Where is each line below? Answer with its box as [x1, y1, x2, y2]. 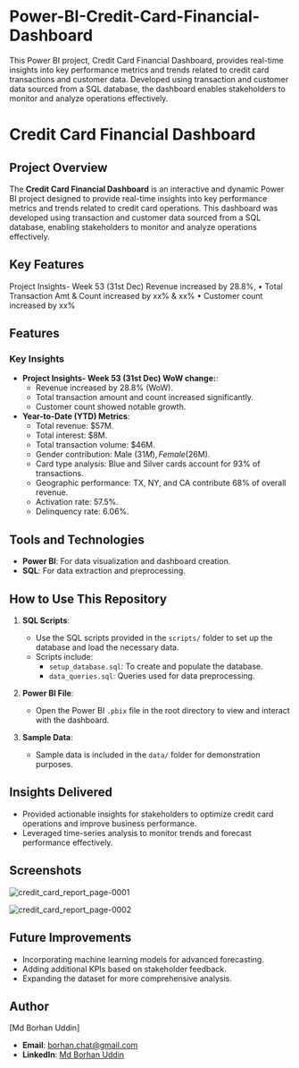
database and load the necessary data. [35, 642, 179, 653]
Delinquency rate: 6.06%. [35, 506, 129, 517]
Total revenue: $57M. [35, 421, 114, 431]
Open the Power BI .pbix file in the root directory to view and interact [35, 705, 290, 716]
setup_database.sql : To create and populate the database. [48, 661, 263, 672]
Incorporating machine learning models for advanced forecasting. [21, 953, 265, 964]
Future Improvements [9, 930, 132, 945]
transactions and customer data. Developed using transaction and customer [9, 73, 289, 84]
